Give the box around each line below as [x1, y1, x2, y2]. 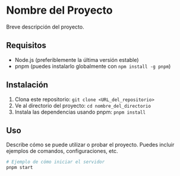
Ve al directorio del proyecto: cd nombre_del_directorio [14, 102, 151, 109]
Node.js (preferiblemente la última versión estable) [14, 56, 139, 63]
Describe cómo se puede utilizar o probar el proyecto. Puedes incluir [6, 141, 175, 149]
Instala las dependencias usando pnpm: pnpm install [14, 108, 146, 115]
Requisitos [6, 40, 46, 51]
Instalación [6, 80, 49, 90]
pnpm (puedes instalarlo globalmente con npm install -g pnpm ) [14, 62, 171, 70]
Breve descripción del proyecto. [6, 23, 84, 30]
